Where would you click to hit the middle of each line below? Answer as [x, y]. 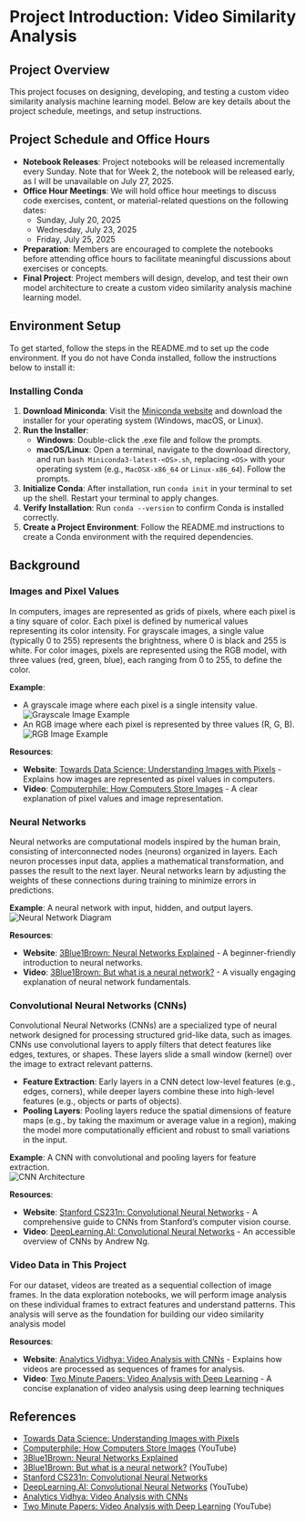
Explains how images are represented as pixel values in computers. [149, 779]
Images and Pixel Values [65, 592]
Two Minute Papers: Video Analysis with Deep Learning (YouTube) [147, 1506]
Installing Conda [46, 391]
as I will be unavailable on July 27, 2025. [98, 181]
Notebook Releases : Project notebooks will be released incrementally [153, 161]
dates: [35, 210]
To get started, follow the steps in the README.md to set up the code [139, 347]
